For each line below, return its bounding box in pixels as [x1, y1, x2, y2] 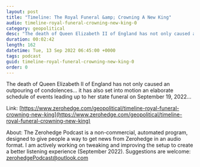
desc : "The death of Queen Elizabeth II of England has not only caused [6, 31, 190, 37]
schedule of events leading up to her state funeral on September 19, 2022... [6, 93, 192, 100]
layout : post [6, 8, 39, 15]
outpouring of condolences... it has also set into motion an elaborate [6, 87, 174, 94]
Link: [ [6, 105, 22, 112]
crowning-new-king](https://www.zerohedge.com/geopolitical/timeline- [6, 111, 183, 118]
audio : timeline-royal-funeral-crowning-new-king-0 [6, 20, 137, 26]
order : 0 [6, 64, 28, 70]
